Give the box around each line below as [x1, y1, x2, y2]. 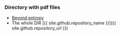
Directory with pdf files [4, 4, 60, 11]
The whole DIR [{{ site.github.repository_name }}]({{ [11, 20, 117, 26]
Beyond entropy [11, 15, 44, 21]
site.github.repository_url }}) [11, 25, 68, 31]
